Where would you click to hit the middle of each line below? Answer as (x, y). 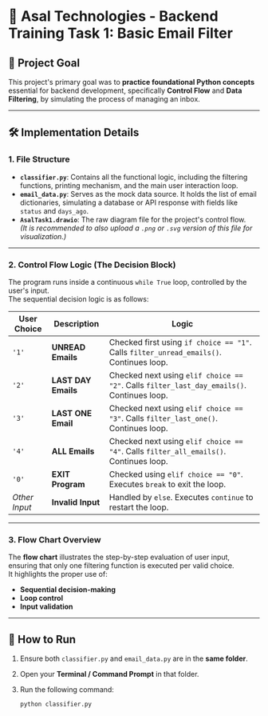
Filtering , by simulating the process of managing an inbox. (104, 99)
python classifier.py (55, 704)
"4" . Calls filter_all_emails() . (167, 451)
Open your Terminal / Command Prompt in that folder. (109, 674)
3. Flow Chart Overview (55, 539)
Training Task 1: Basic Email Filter (121, 33)
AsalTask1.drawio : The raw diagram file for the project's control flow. (133, 219)
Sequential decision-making (68, 590)
